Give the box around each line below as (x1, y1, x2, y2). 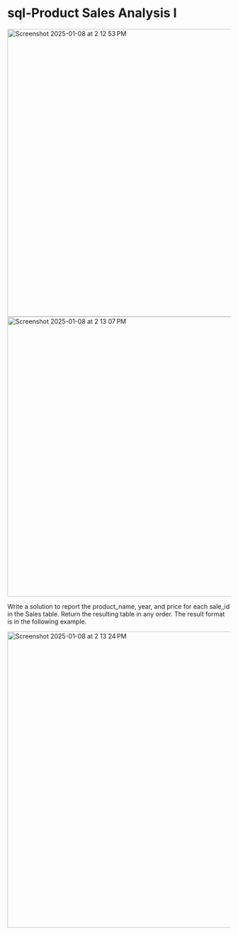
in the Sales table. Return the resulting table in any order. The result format (7, 609, 225, 618)
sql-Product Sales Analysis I (7, 5, 177, 21)
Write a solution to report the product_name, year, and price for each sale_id (7, 602, 230, 611)
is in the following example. (7, 617, 87, 626)
